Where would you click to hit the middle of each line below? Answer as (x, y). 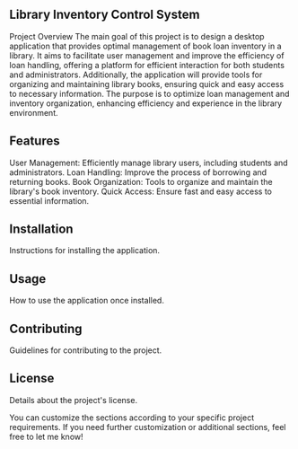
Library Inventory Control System (105, 15)
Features (35, 141)
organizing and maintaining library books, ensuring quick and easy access (147, 84)
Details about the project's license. (73, 400)
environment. (34, 112)
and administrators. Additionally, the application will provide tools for (136, 75)
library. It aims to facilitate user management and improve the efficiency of (147, 55)
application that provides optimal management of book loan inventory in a (145, 46)
